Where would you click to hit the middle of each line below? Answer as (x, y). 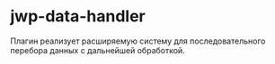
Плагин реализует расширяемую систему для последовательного (138, 41)
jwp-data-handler (78, 16)
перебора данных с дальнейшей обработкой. (98, 50)
